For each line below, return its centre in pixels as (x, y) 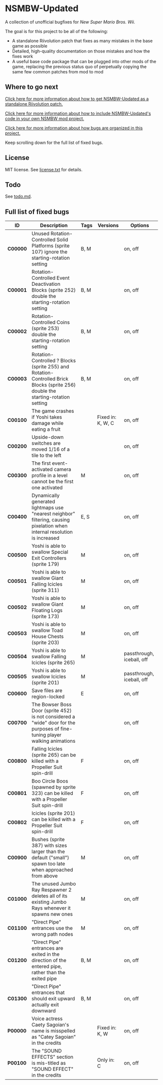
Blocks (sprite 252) (54, 290)
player (54, 735)
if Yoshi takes (47, 417)
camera (63, 470)
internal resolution (52, 532)
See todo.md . (18, 196)
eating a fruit (46, 429)
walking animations (53, 741)
